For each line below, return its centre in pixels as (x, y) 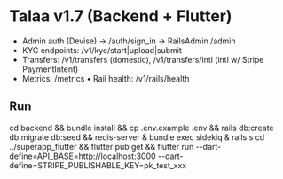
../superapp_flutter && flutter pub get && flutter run (102, 146)
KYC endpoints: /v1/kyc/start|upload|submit (102, 50)
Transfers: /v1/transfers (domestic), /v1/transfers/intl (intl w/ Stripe (143, 59)
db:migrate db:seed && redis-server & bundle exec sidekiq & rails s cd (137, 137)
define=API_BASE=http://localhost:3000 (83, 156)
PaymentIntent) (50, 69)
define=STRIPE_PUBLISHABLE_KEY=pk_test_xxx (98, 165)
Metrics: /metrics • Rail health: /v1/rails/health (106, 78)
